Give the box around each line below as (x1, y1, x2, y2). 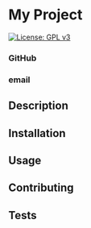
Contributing (8, 181, 74, 195)
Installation (8, 126, 66, 140)
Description (8, 99, 68, 113)
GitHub (8, 52, 37, 64)
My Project (8, 6, 83, 24)
